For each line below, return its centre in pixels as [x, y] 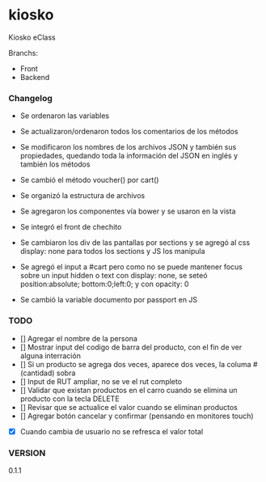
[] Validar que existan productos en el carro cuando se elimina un [129, 390]
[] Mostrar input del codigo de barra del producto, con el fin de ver [131, 347]
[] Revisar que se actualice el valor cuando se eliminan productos [129, 407]
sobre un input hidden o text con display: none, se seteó [114, 276]
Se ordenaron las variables [65, 116]
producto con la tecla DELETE [70, 399]
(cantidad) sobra [48, 373]
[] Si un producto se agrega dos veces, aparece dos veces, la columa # [139, 364]
